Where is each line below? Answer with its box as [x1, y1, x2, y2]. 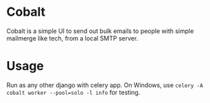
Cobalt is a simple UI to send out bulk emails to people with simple [6, 27, 194, 35]
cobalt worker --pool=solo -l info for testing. [6, 88, 141, 96]
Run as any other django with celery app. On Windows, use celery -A [6, 80, 203, 89]
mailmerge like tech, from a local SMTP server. [6, 34, 139, 42]
